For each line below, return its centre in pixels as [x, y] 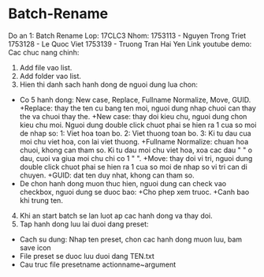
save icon [35, 247]
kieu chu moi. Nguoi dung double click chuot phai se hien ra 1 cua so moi [138, 125]
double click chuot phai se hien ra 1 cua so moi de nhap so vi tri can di [134, 167]
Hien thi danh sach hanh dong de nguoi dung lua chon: [109, 84]
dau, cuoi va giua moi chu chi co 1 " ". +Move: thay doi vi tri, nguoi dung [136, 158]
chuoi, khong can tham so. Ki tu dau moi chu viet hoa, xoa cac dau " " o [136, 150]
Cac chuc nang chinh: [44, 52]
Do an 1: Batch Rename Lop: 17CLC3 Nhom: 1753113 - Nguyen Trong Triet [127, 36]
